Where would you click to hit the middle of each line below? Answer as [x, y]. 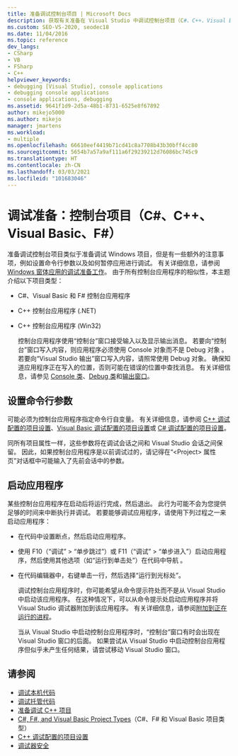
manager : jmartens [34, 126]
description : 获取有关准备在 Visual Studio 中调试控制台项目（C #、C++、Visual [117, 21]
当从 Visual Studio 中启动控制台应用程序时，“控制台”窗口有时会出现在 [119, 632]
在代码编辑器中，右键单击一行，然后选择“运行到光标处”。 [101, 575]
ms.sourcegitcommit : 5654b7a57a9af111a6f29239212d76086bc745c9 [103, 152]
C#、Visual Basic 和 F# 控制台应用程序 [74, 296]
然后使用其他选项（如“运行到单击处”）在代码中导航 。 [108, 561]
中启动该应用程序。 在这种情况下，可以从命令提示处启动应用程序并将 [118, 600]
